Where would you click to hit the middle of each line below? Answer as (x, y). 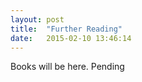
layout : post (37, 19)
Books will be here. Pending (67, 67)
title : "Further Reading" (66, 29)
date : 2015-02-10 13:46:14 (71, 38)
